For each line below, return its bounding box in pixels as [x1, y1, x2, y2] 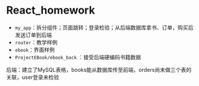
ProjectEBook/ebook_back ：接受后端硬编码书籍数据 [14, 53, 142, 60]
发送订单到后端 [14, 31, 52, 39]
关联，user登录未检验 [6, 74, 60, 81]
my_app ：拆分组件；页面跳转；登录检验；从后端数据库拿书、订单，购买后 [14, 24, 194, 31]
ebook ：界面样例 [14, 46, 55, 53]
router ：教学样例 [14, 39, 58, 46]
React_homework [6, 4, 96, 17]
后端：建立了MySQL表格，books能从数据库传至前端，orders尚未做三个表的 [6, 66, 192, 73]
